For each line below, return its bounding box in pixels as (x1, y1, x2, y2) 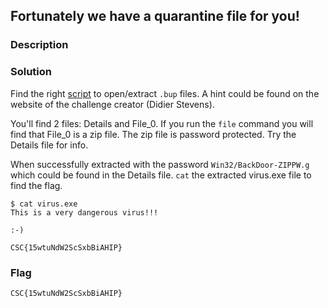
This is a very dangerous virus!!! (10, 207, 159, 218)
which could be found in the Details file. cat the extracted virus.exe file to (10, 169, 312, 181)
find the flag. (10, 179, 63, 191)
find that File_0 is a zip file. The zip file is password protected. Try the (10, 128, 297, 140)
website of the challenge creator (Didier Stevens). (10, 98, 215, 110)
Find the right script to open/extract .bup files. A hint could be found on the (10, 87, 320, 99)
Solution (10, 65, 53, 79)
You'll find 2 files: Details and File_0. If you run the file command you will (10, 117, 314, 129)
